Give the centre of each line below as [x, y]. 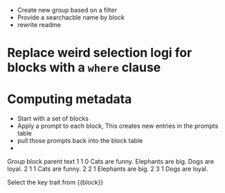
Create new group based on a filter [67, 10]
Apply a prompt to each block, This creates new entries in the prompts [118, 126]
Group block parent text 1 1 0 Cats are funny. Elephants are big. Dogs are [111, 162]
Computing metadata [70, 99]
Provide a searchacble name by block [71, 17]
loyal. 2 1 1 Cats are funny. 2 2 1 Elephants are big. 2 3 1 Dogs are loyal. [108, 169]
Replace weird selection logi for [100, 53]
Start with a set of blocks [53, 119]
